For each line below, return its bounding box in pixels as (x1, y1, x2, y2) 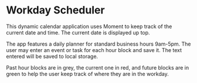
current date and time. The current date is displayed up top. (6, 29, 151, 36)
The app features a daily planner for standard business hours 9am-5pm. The (6, 40, 191, 47)
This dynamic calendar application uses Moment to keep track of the (6, 23, 172, 30)
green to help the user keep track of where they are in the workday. (6, 70, 169, 77)
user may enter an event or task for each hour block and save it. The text (6, 46, 182, 53)
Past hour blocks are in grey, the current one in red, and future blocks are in (6, 64, 189, 71)
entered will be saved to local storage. (6, 53, 98, 60)
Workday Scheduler (6, 4, 105, 17)
